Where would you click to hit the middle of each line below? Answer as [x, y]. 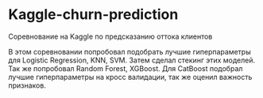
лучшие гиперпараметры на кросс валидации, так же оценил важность [130, 77]
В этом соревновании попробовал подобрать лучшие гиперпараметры [130, 51]
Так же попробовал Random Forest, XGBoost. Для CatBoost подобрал [126, 68]
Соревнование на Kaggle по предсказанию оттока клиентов [110, 36]
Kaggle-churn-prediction [93, 15]
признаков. [27, 85]
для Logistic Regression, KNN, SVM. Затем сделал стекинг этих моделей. [132, 60]
